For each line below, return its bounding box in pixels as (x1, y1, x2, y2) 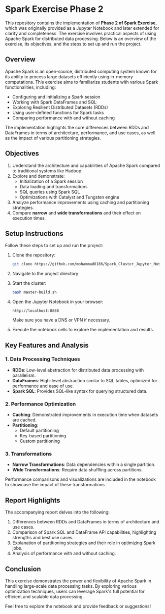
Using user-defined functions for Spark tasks (12, 109, 104, 115)
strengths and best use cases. (12, 535, 74, 541)
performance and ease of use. (12, 383, 74, 389)
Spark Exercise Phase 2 (5, 3, 103, 15)
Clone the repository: (12, 252, 56, 258)
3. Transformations (5, 451, 52, 458)
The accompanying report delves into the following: (5, 509, 110, 515)
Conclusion (5, 564, 41, 573)
